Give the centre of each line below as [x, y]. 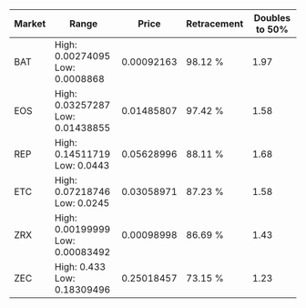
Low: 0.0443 [82, 165]
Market [30, 24]
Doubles [272, 18]
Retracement [215, 24]
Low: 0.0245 [82, 203]
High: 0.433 [80, 267]
